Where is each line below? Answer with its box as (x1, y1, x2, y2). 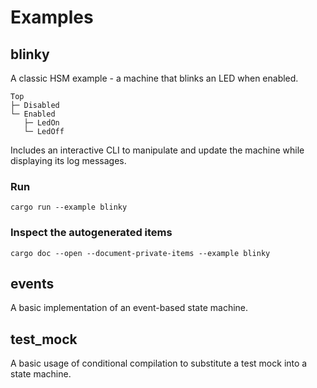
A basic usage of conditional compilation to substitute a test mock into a (10, 357, 308, 370)
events (10, 275, 55, 292)
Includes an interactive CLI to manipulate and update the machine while (10, 144, 305, 156)
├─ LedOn (23, 118, 60, 128)
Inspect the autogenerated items (10, 226, 173, 240)
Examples (10, 6, 94, 29)
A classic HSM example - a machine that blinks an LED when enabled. (10, 72, 299, 84)
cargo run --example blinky (10, 202, 128, 213)
